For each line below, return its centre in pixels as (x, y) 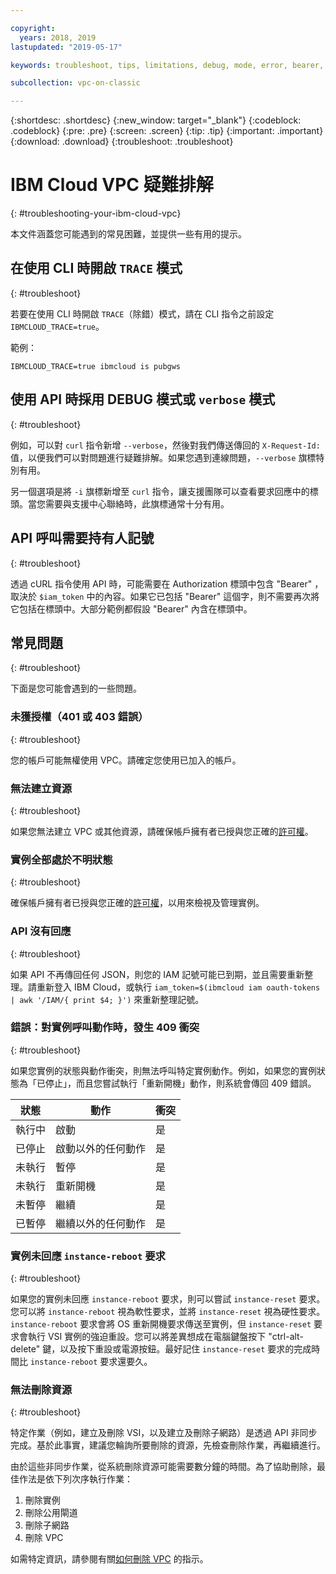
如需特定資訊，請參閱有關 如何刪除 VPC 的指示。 (109, 1559)
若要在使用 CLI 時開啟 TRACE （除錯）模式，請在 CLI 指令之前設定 (142, 313)
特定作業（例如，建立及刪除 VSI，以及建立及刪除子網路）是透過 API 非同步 (164, 1433)
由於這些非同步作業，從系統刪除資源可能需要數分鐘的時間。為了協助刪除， (163, 1467)
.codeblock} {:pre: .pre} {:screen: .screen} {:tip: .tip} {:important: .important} (167, 131)
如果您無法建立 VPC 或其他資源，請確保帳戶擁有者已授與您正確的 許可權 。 (162, 831)
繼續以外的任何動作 (101, 1223)
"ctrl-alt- (286, 1337)
